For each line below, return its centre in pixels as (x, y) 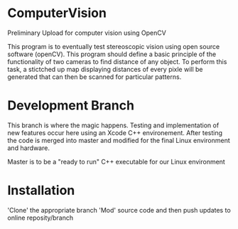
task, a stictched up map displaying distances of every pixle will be (106, 69)
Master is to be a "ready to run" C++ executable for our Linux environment (116, 161)
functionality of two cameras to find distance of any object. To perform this (117, 61)
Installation (41, 191)
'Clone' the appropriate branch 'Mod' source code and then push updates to (119, 210)
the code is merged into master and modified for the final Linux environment (119, 140)
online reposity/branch (40, 218)
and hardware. (28, 148)
